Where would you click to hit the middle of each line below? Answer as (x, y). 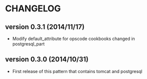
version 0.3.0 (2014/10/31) (47, 59)
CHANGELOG (33, 9)
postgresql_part (28, 44)
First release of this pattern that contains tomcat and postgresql (77, 71)
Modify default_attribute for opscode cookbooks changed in (73, 39)
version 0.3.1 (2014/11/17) (45, 27)
